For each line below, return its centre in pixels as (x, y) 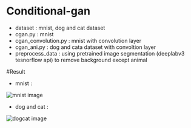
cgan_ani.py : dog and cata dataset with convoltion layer (85, 47)
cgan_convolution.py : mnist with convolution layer (78, 40)
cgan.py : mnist (34, 34)
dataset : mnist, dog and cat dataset (60, 28)
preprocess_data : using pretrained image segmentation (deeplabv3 (100, 53)
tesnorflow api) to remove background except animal (81, 60)
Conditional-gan (49, 11)
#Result (16, 71)
